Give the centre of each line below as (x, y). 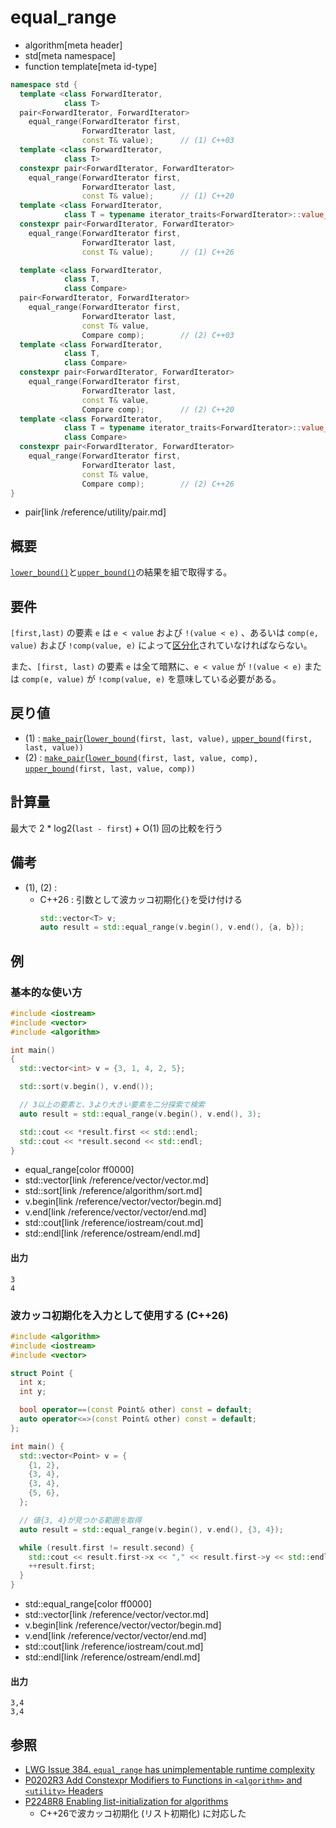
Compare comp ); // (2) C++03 (158, 335)
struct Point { (42, 1373)
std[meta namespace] (70, 55)
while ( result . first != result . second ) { (107, 1547)
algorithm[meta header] (73, 45)
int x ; (33, 1382)
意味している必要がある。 (229, 679)
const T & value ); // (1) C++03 (158, 141)
